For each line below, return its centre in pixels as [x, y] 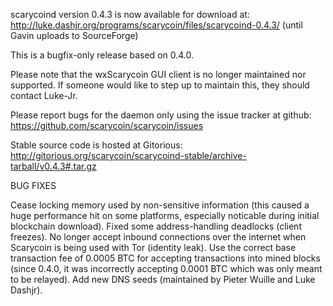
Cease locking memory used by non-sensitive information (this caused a [160, 205]
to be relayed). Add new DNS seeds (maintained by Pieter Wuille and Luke [163, 279]
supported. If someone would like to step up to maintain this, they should [160, 85]
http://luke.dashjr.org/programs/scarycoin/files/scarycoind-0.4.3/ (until [156, 25]
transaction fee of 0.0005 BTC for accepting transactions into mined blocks [165, 258]
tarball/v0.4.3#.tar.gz [53, 166]
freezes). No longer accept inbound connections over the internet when [158, 237]
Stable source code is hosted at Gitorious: [96, 145]
